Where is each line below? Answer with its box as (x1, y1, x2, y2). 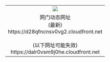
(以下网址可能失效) (32, 42, 78, 49)
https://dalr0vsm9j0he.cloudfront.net (10, 48, 100, 55)
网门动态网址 (39, 14, 71, 21)
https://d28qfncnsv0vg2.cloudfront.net (8, 28, 103, 35)
